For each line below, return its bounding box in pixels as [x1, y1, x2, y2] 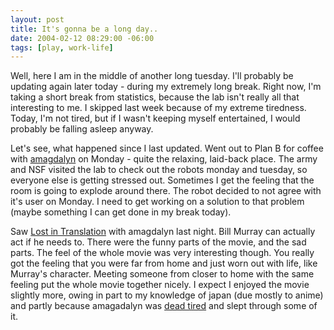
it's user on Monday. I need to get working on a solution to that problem [10, 196, 305, 208]
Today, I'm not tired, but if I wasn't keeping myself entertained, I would [10, 112, 301, 125]
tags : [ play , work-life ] [10, 42, 114, 53]
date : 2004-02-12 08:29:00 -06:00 [10, 33, 155, 43]
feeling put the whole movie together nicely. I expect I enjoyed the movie [10, 279, 310, 291]
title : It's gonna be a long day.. [10, 24, 159, 34]
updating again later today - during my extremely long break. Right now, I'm [10, 81, 322, 93]
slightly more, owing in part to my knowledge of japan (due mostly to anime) [10, 289, 324, 301]
